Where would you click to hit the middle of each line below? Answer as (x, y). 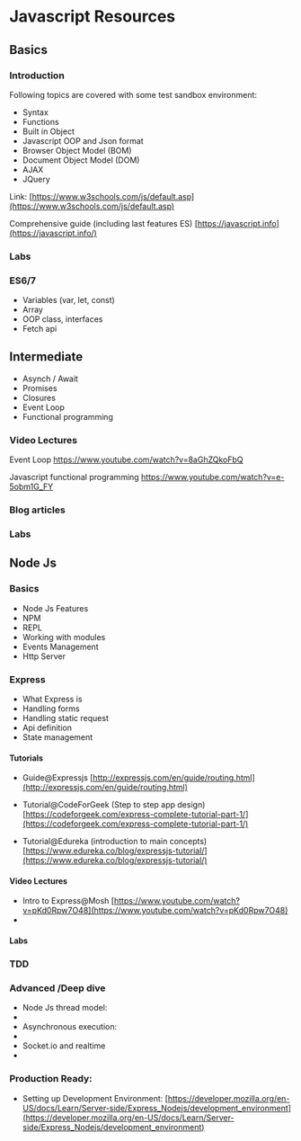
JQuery (36, 179)
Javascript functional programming (74, 477)
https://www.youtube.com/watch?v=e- (212, 477)
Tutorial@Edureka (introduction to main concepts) (115, 842)
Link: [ (21, 196)
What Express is (52, 700)
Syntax (35, 112)
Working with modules (64, 637)
